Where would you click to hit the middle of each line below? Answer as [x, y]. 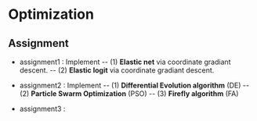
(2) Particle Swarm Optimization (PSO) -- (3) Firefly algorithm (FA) [129, 94]
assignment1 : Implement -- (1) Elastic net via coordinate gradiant [125, 62]
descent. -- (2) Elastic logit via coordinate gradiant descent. [117, 70]
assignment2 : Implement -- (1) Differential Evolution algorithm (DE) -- [134, 85]
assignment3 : [42, 109]
